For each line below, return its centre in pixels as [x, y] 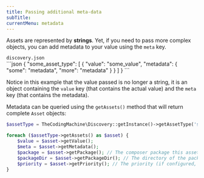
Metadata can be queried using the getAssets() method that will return [95, 107]
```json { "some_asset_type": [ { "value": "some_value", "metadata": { [92, 64]
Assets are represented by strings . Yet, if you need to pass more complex [99, 41]
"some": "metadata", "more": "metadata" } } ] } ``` [68, 70]
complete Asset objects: [36, 114]
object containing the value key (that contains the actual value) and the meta [101, 89]
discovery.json [25, 58]
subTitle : [19, 18]
